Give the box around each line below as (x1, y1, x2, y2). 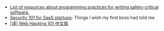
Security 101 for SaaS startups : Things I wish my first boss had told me (9, 15, 155, 20)
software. (9, 9, 30, 15)
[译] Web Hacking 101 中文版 (9, 21, 68, 26)
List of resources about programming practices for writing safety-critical (9, 4, 159, 10)
